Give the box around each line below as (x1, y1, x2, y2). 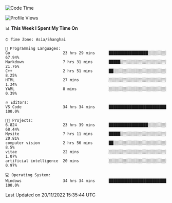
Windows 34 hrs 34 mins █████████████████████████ (5, 178, 167, 183)
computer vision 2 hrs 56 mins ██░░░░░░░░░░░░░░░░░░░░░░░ (5, 140, 167, 145)
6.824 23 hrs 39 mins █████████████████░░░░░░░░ (5, 122, 167, 127)
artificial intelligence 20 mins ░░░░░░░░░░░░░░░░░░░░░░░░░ (5, 158, 167, 163)
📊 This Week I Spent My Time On (5, 25, 78, 31)
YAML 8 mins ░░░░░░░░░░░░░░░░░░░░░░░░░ (5, 86, 167, 91)
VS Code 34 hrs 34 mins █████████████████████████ (5, 104, 167, 109)
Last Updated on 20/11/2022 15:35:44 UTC (5, 192, 96, 198)
